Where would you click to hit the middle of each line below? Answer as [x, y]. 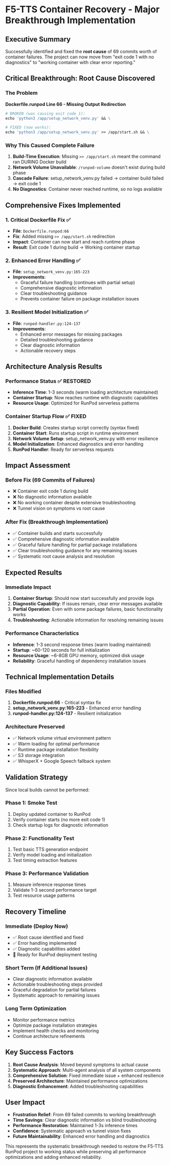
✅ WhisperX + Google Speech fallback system [62, 761]
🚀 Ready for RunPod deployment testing [55, 955]
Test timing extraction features [45, 860]
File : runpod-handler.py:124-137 [46, 323]
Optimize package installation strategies [55, 1025]
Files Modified [23, 692]
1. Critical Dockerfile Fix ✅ [38, 220]
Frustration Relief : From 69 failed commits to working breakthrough [84, 1115]
